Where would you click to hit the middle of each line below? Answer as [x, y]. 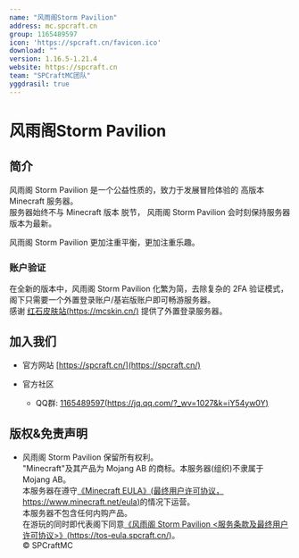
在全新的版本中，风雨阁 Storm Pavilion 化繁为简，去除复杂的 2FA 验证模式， [149, 288]
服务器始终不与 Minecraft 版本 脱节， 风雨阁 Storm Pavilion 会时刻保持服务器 [150, 212]
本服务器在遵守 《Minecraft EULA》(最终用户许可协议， [123, 490]
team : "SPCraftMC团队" [50, 76]
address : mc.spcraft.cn [54, 26]
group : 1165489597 [43, 34]
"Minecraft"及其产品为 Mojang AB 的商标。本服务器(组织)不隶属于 [143, 468]
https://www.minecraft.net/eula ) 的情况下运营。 [108, 502]
